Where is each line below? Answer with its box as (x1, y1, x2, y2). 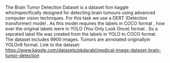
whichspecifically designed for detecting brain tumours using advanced (5, 10, 156, 16)
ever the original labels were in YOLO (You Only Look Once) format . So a (5, 26, 158, 32)
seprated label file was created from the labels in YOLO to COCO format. (5, 31, 157, 37)
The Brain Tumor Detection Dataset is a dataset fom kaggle (5, 5, 129, 10)
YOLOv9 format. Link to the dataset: (5, 42, 80, 47)
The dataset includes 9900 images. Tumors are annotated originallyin (5, 36, 151, 42)
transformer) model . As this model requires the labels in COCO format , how (5, 20, 165, 26)
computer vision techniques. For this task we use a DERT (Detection (5, 15, 148, 21)
